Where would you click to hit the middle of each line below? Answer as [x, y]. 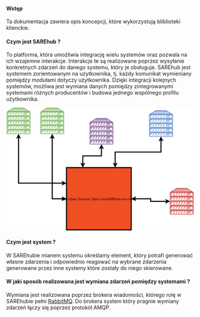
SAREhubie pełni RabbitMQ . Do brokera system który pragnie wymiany [93, 302]
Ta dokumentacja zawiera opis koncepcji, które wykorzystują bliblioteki [93, 21]
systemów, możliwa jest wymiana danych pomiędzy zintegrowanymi [90, 86]
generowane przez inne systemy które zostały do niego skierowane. [90, 268]
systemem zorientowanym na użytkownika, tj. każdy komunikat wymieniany [99, 74]
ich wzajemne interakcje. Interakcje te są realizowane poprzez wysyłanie [95, 61]
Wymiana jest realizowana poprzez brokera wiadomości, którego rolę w [94, 295]
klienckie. [18, 28]
